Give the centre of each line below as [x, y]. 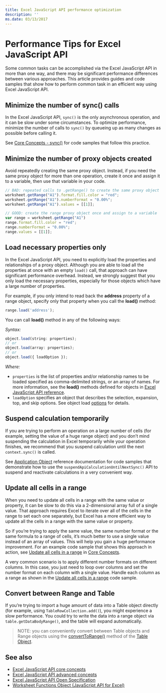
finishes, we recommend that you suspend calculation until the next [75, 446]
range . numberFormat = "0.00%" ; [38, 227]
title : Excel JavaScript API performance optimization [63, 10]
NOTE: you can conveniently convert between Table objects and [83, 631]
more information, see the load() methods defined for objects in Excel [84, 387]
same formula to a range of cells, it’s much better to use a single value [77, 536]
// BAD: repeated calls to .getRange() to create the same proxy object [82, 190]
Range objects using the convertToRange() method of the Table [83, 636]
